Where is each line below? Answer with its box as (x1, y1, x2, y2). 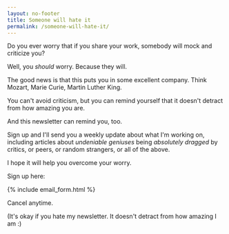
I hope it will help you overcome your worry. (7, 159, 132, 167)
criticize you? (7, 49, 46, 57)
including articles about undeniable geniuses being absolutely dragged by (7, 138, 219, 146)
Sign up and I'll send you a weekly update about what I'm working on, (7, 130, 205, 139)
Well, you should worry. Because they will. (7, 63, 128, 71)
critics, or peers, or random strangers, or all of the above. (7, 146, 170, 154)
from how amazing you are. (7, 104, 85, 113)
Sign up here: (7, 172, 46, 180)
